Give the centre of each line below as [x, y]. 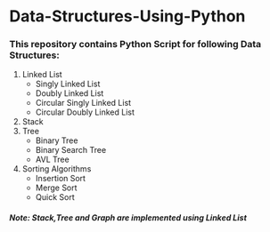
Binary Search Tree [71, 150]
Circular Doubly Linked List [85, 112]
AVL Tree [52, 160]
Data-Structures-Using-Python [127, 16]
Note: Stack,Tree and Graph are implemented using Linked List [128, 218]
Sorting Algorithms [57, 169]
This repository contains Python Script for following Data [135, 44]
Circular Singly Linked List [83, 103]
